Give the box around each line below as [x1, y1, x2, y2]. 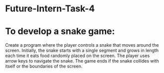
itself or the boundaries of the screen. [5, 63, 83, 70]
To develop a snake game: [5, 26, 115, 37]
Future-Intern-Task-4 [5, 3, 95, 14]
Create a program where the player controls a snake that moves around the [5, 42, 159, 48]
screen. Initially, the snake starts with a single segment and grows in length [5, 48, 159, 54]
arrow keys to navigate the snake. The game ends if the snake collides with [5, 58, 159, 64]
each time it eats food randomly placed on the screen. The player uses [5, 53, 150, 59]
